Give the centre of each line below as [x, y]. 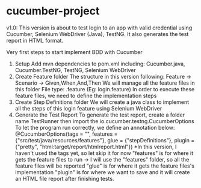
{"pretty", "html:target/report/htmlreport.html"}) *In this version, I [96, 147]
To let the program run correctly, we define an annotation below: [95, 127]
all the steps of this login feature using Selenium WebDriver [88, 108]
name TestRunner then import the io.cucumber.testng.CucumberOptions [104, 121]
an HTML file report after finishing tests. [64, 178]
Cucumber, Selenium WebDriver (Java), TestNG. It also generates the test [97, 34]
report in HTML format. [35, 40]
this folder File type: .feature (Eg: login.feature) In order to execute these [105, 89]
